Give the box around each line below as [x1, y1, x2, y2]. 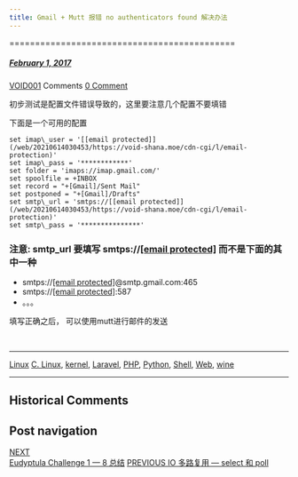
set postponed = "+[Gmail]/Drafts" [9, 189, 141, 198]
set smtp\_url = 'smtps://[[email [9, 197, 137, 206]
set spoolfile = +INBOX [9, 174, 98, 183]
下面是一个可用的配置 [9, 117, 87, 128]
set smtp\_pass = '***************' [9, 220, 145, 229]
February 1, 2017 [9, 58, 72, 68]
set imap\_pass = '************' [9, 158, 133, 167]
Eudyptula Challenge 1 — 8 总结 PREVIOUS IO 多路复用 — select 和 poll [9, 457, 269, 468]
